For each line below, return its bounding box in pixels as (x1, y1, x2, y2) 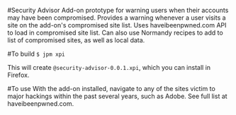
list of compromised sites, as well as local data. (7, 36, 145, 44)
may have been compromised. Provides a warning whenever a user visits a (7, 13, 226, 22)
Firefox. (7, 71, 30, 79)
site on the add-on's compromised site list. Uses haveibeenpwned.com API (7, 21, 227, 29)
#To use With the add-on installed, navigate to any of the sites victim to (7, 85, 216, 92)
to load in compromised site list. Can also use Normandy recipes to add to (7, 28, 223, 37)
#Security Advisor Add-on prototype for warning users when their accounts (7, 6, 229, 14)
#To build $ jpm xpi (7, 49, 65, 58)
